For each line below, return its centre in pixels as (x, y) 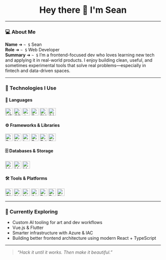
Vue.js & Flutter (28, 228)
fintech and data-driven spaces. (38, 71)
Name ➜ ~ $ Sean (23, 44)
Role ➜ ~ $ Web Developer (33, 50)
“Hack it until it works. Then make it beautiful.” (65, 252)
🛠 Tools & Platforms (26, 178)
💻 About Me (21, 32)
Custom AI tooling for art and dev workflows (57, 223)
